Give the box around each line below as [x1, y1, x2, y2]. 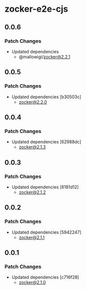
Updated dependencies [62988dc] [11, 139, 81, 145]
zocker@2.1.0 [18, 280, 46, 286]
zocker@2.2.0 [18, 99, 47, 105]
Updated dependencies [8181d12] [11, 184, 79, 190]
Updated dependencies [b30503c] [11, 94, 81, 100]
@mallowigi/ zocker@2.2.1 [18, 54, 70, 60]
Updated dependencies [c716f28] [11, 274, 79, 280]
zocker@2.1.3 [18, 144, 46, 150]
